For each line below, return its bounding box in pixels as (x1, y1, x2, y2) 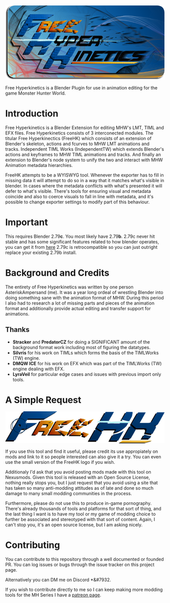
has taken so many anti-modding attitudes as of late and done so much (5, 485, 154, 491)
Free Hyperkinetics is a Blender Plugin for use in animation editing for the (5, 85, 158, 91)
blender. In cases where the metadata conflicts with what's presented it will (5, 183, 163, 189)
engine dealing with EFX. (12, 366, 65, 372)
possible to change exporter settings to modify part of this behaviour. (5, 199, 150, 205)
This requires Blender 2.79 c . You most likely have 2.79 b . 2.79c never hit (5, 233, 155, 240)
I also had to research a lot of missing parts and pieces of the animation (5, 300, 155, 306)
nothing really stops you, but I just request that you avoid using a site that (5, 480, 158, 486)
